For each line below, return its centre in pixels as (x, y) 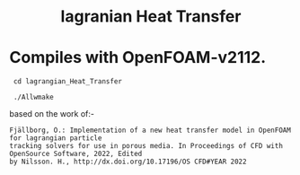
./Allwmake (33, 97)
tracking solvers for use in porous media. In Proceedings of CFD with (146, 146)
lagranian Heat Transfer (151, 17)
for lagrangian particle (56, 138)
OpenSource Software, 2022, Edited (76, 154)
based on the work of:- (52, 114)
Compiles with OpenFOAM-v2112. (138, 58)
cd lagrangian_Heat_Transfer (68, 82)
